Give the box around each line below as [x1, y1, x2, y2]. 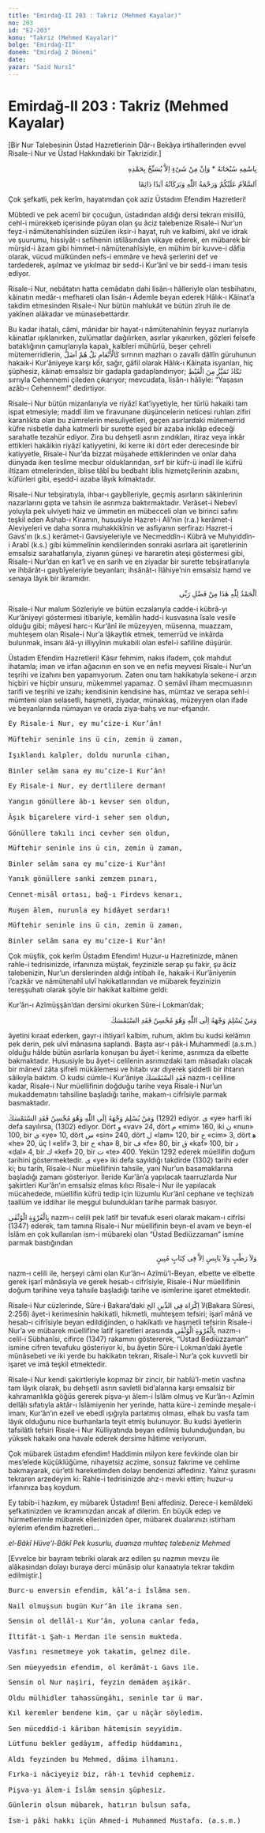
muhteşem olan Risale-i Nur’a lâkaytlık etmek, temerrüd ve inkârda [8, 629, 224, 639]
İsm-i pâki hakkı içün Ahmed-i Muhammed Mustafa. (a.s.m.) [8, 1816, 242, 1825]
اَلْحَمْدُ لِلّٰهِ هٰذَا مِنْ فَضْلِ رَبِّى [178, 588, 257, 598]
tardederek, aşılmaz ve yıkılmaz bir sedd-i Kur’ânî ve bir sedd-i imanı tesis [8, 260, 248, 270]
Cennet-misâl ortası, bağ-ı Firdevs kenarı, [8, 890, 184, 898]
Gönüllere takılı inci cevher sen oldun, [8, 828, 171, 837]
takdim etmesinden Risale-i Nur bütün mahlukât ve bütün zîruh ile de [8, 300, 231, 310]
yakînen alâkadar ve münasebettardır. [8, 309, 130, 319]
